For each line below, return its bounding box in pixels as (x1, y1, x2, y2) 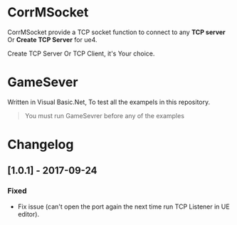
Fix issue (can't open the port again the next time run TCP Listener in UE (17, 202, 230, 211)
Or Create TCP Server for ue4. (7, 35, 98, 43)
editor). (17, 209, 40, 218)
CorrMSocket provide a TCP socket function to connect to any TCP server (7, 28, 226, 36)
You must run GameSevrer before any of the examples (24, 111, 185, 120)
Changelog (7, 137, 74, 153)
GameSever (7, 74, 78, 90)
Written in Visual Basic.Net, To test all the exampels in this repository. (7, 98, 211, 106)
